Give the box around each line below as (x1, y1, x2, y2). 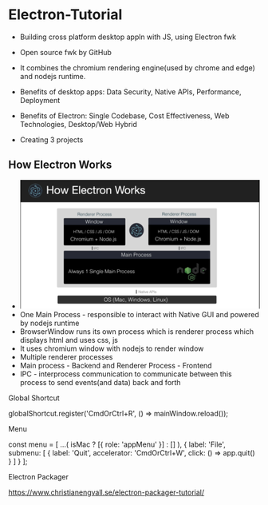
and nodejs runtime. (19, 71, 86, 81)
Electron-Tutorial (8, 6, 123, 24)
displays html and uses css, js (19, 335, 118, 344)
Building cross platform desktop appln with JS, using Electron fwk (19, 32, 237, 42)
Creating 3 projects (19, 134, 84, 145)
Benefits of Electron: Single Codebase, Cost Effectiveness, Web (19, 110, 230, 121)
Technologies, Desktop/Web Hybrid (19, 119, 138, 129)
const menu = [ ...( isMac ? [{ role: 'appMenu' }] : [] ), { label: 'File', (8, 439, 226, 449)
